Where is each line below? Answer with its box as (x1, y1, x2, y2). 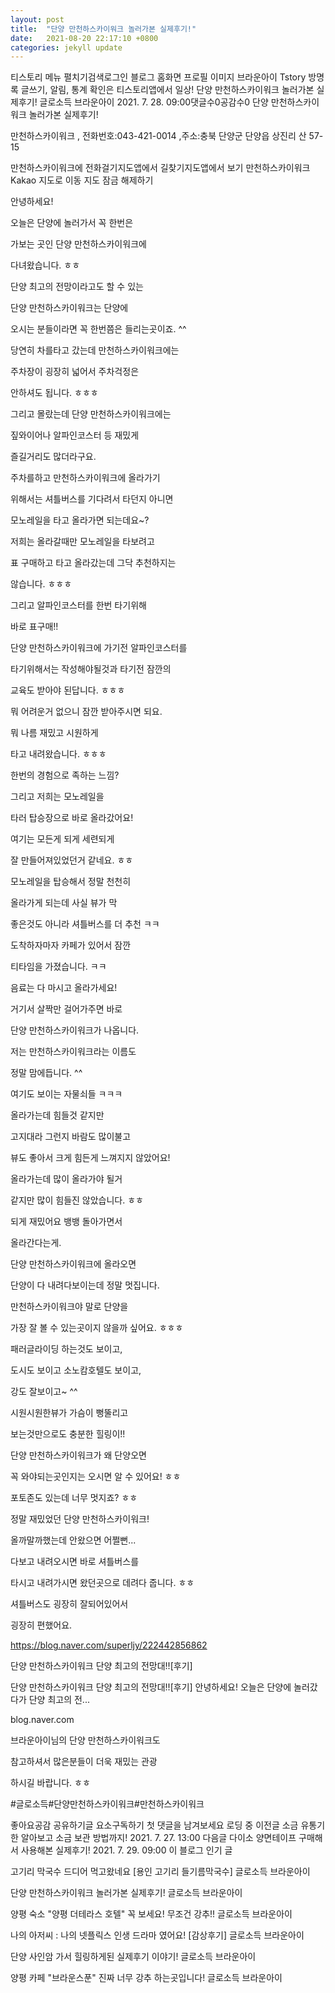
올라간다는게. (10, 1237, 62, 1249)
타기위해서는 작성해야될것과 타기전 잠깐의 (10, 663, 172, 675)
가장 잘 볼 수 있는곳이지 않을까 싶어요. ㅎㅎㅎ (10, 1322, 184, 1334)
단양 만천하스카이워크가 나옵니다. (10, 1024, 140, 1036)
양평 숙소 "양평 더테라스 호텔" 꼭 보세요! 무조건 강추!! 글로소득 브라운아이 (10, 1908, 293, 1920)
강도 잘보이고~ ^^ (10, 1386, 78, 1398)
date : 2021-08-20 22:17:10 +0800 (10, 33, 159, 43)
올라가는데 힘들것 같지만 (10, 1109, 105, 1121)
